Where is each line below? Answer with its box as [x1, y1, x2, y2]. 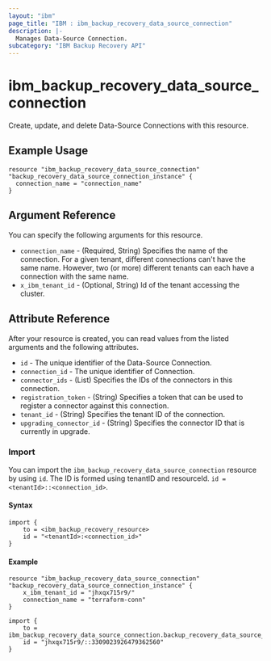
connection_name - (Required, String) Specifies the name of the [19, 246, 228, 255]
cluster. [19, 288, 45, 298]
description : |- [8, 27, 63, 35]
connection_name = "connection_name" [15, 179, 143, 187]
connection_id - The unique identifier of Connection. [19, 366, 195, 376]
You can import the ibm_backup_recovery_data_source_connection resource [8, 465, 256, 474]
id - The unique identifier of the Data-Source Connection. [19, 357, 212, 368]
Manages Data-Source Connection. [15, 34, 128, 43]
